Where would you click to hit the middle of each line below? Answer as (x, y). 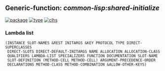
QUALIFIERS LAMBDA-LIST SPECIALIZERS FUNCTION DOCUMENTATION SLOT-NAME (82, 56)
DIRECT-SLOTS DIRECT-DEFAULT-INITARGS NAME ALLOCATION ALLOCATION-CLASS (84, 52)
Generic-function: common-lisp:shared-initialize (82, 8)
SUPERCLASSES (19, 47)
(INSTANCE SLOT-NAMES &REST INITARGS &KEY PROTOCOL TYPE (65, 43)
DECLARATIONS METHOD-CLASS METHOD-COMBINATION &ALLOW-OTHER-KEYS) (77, 65)
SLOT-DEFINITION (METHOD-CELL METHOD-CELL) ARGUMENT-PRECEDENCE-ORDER (81, 60)
